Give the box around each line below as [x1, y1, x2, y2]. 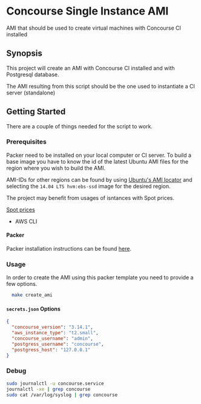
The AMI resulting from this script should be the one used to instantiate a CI [6, 82, 196, 90]
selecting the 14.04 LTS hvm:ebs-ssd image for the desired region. [6, 182, 171, 190]
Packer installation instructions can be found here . [6, 245, 132, 253]
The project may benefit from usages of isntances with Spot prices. [6, 194, 174, 201]
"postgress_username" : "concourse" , [12, 341, 104, 347]
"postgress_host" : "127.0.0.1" [12, 346, 91, 353]
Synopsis [6, 48, 42, 59]
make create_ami [12, 292, 53, 298]
